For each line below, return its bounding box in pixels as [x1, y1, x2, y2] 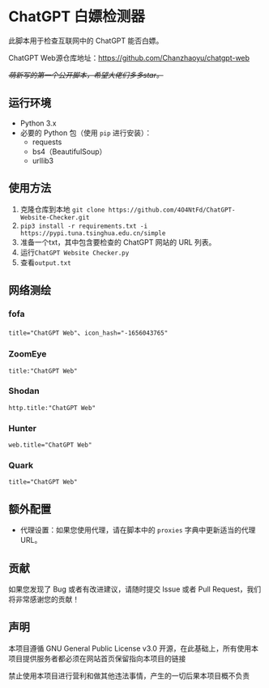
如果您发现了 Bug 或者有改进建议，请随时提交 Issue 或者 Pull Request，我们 [8, 584, 262, 594]
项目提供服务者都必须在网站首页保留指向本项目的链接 [8, 653, 186, 663]
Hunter [8, 422, 36, 434]
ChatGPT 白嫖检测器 [8, 7, 146, 26]
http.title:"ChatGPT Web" [8, 404, 96, 412]
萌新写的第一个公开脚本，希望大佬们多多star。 [8, 70, 164, 79]
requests [32, 137, 62, 147]
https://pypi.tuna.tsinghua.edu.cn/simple [19, 229, 166, 237]
